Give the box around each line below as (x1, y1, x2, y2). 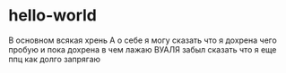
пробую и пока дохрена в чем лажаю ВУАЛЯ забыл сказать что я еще (8, 44, 277, 54)
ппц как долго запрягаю (8, 53, 100, 64)
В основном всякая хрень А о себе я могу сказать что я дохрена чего (8, 35, 277, 45)
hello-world (8, 5, 98, 26)
